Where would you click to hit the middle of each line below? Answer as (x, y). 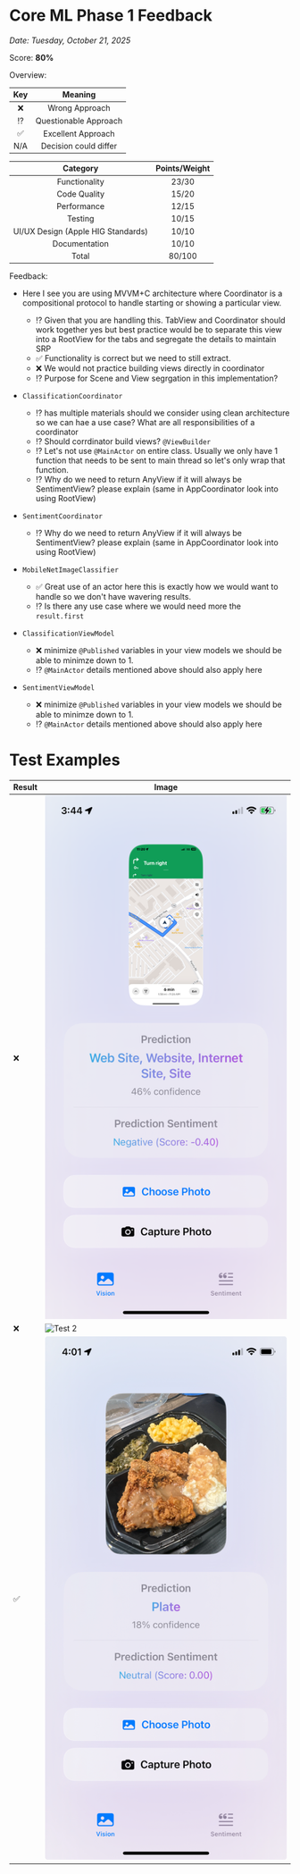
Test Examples (65, 760)
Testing (80, 219)
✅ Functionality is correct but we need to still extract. (133, 357)
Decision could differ (79, 146)
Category (80, 168)
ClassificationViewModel (68, 634)
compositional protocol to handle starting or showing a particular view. (152, 303)
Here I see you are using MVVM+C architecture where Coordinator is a (152, 293)
